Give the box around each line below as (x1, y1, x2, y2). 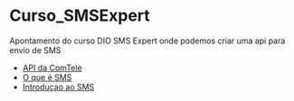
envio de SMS (9, 44, 62, 55)
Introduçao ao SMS (22, 81, 95, 92)
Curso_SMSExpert (9, 5, 151, 26)
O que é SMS (22, 71, 72, 82)
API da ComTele (22, 62, 83, 73)
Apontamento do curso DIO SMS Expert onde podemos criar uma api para (9, 35, 286, 46)
